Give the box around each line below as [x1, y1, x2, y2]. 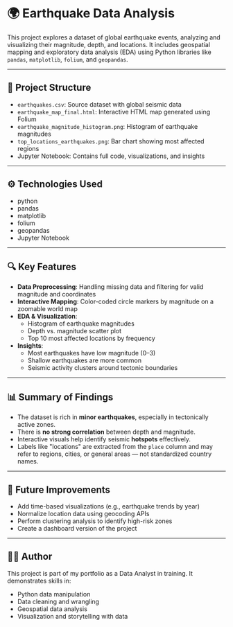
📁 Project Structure [7, 82, 92, 94]
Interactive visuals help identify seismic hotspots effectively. [17, 435, 191, 443]
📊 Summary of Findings [7, 391, 114, 403]
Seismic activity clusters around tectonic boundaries [27, 364, 178, 372]
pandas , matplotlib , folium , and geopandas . [7, 55, 128, 63]
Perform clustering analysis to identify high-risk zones [17, 517, 173, 525]
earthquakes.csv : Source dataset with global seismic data [17, 100, 182, 108]
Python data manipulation [17, 590, 91, 598]
